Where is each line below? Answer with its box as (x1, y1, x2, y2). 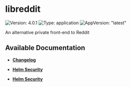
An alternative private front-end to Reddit (5, 29, 90, 35)
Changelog (12, 57, 36, 63)
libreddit (5, 3, 41, 15)
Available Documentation (5, 43, 86, 52)
